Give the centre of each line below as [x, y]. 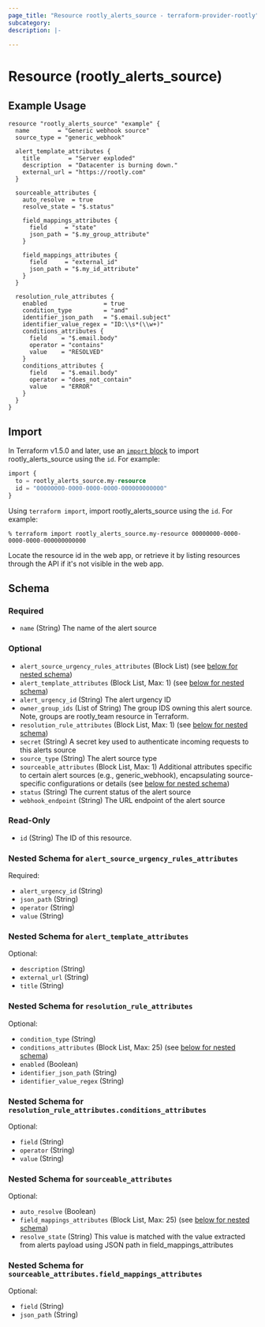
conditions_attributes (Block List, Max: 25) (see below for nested [127, 1047]
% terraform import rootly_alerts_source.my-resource [99, 533]
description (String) [52, 969]
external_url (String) [54, 978]
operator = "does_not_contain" [80, 380]
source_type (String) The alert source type [88, 758]
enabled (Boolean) [49, 1064]
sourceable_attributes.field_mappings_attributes [105, 1274]
